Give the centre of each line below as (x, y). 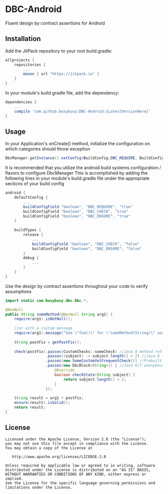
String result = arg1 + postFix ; (49, 398)
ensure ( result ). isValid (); (42, 403)
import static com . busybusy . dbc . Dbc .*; (47, 301)
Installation (23, 39)
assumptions (18, 291)
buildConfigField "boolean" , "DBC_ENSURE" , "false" (87, 249)
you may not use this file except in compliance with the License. (77, 443)
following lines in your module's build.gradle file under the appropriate (77, 178)
